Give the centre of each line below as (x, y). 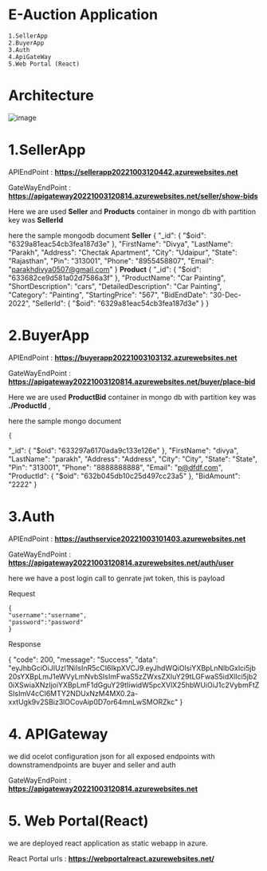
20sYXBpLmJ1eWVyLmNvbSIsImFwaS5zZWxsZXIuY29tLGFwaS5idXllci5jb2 (133, 676)
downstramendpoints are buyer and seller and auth (92, 765)
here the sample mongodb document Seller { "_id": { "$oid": (107, 235)
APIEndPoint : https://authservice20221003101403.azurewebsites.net (127, 538)
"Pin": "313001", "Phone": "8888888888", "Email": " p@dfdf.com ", (116, 467)
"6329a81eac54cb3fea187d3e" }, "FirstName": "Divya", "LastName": (121, 243)
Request (22, 593)
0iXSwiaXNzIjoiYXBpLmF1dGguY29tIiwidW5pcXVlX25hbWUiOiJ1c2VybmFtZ (134, 685)
